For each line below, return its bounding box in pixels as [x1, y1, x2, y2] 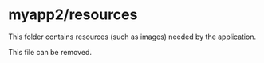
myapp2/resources [8, 6, 138, 24]
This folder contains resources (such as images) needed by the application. [8, 32, 257, 41]
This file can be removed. [8, 47, 92, 57]
